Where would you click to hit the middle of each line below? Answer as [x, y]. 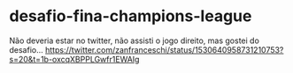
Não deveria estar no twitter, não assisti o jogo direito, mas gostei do [134, 40]
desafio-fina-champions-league [131, 16]
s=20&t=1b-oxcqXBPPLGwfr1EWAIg [74, 59]
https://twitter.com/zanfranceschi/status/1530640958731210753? [165, 49]
